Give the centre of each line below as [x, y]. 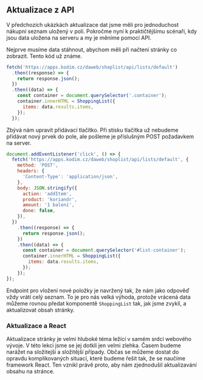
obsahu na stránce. [30, 371]
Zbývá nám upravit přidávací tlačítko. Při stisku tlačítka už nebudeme [92, 130]
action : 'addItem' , [47, 194]
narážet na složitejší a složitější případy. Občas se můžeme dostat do [93, 352]
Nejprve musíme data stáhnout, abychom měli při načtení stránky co [92, 49]
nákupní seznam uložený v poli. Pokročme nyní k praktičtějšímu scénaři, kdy [102, 31]
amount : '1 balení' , [48, 205]
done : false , [39, 211]
